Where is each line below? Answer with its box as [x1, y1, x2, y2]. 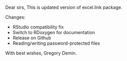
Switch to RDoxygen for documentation [12, 29, 95, 35]
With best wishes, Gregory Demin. [5, 50, 77, 56]
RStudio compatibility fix [12, 24, 64, 30]
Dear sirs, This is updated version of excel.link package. [5, 5, 123, 10]
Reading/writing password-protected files [12, 40, 100, 46]
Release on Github [12, 35, 51, 41]
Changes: [5, 14, 25, 20]
